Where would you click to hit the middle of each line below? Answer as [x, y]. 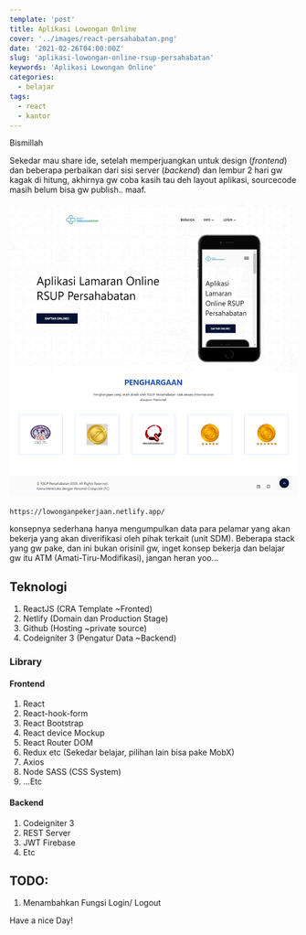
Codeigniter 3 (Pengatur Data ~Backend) [100, 638]
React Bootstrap [53, 724]
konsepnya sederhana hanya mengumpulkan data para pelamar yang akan [150, 529]
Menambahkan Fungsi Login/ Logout [92, 903]
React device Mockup [63, 733]
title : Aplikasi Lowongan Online [73, 29]
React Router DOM [58, 743]
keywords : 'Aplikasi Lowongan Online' [83, 68]
